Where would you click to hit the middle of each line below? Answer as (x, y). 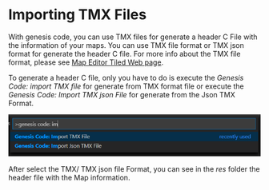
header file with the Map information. (69, 177)
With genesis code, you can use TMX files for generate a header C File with (133, 37)
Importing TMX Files (77, 15)
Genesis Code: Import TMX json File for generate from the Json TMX (122, 94)
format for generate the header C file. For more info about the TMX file (124, 53)
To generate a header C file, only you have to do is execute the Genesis (126, 77)
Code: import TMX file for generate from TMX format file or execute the (126, 86)
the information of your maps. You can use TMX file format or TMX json (126, 45)
